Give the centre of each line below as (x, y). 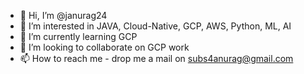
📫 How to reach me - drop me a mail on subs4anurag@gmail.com (156, 58)
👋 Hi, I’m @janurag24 (63, 15)
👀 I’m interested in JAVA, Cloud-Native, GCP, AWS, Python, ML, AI (155, 26)
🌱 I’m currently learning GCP (78, 36)
